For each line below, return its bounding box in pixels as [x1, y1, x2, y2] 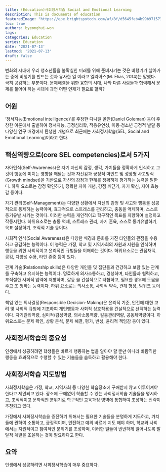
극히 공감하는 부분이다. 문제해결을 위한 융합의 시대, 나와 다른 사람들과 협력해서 [5, 80, 156, 86]
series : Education [5, 40, 43, 45]
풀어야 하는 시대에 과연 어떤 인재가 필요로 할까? [14, 86, 105, 92]
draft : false [5, 53, 32, 58]
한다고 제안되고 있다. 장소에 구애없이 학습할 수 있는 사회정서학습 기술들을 [5, 390, 145, 396]
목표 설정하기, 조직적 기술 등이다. [5, 225, 69, 230]
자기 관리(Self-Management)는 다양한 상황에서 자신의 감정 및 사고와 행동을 [5, 200, 151, 206]
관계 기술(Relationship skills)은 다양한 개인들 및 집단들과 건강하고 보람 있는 [5, 264, 150, 270]
